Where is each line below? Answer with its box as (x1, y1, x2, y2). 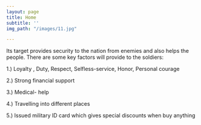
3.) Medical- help (6, 88, 50, 96)
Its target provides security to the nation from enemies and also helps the (6, 47, 189, 55)
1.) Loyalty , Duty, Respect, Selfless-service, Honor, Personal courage (6, 66, 180, 73)
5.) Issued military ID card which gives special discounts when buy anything (6, 112, 196, 119)
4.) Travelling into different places (6, 100, 90, 108)
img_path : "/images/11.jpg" (6, 25, 77, 32)
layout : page (6, 8, 39, 15)
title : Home (6, 14, 36, 20)
